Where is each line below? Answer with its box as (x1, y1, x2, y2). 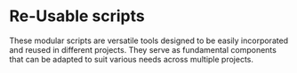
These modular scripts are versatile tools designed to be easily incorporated (9, 35, 289, 46)
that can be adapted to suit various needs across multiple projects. (9, 54, 254, 64)
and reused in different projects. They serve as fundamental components (9, 44, 277, 55)
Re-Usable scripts (9, 6, 145, 26)
